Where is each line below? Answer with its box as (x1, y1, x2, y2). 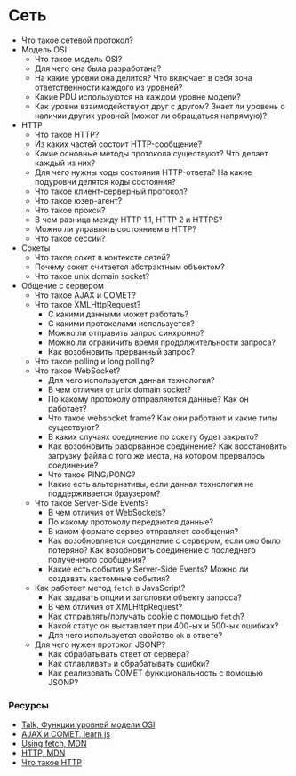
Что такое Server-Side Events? (34, 497, 149, 508)
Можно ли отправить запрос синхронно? (47, 327, 204, 338)
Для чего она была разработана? (34, 63, 162, 74)
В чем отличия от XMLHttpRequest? (47, 601, 183, 612)
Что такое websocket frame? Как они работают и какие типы (47, 412, 278, 423)
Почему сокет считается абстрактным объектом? (34, 261, 226, 272)
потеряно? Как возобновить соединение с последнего (47, 544, 257, 556)
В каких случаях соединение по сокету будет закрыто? (47, 431, 259, 442)
